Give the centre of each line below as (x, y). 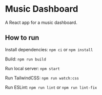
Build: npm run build (26, 59)
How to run (22, 38)
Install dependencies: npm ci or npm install (49, 49)
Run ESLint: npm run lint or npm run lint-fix (51, 87)
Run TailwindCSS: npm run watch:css (42, 78)
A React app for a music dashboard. (41, 22)
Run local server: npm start (32, 68)
